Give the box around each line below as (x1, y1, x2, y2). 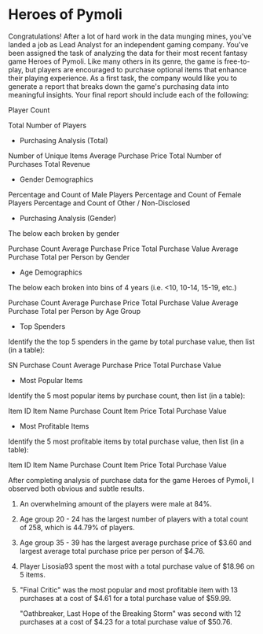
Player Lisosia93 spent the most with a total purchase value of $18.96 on (19, 561, 255, 571)
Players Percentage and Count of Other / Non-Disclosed (8, 198, 191, 208)
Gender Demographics (19, 175, 93, 184)
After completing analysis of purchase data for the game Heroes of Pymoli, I (8, 475, 254, 485)
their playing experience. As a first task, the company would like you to (8, 73, 238, 83)
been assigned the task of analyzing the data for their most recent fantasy (8, 48, 248, 57)
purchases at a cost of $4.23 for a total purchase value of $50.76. (19, 617, 233, 626)
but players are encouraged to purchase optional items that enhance (24, 65, 247, 74)
